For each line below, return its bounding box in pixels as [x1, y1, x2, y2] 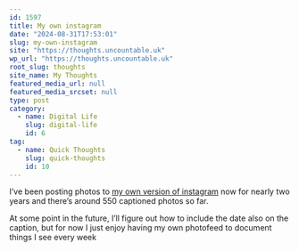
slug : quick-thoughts [25, 153, 105, 163]
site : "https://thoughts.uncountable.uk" [9, 46, 166, 55]
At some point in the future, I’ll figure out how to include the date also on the [9, 213, 289, 223]
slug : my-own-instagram [9, 37, 98, 47]
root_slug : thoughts [9, 63, 87, 72]
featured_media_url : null [9, 79, 105, 88]
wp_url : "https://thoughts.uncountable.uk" [9, 54, 174, 63]
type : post [9, 95, 50, 105]
